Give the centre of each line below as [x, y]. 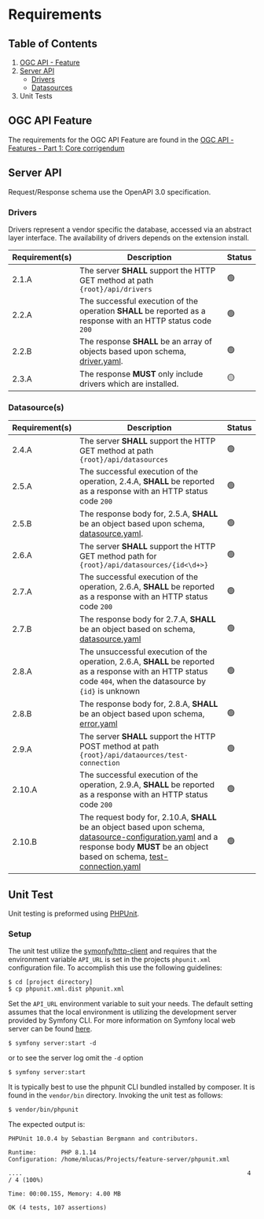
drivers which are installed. [129, 384]
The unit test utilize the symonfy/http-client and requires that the [113, 951]
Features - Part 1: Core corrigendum [66, 148]
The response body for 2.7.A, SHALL [148, 619]
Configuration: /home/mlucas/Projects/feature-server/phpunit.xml [119, 1160]
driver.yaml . [101, 361]
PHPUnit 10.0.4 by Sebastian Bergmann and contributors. [103, 1139]
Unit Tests [36, 96]
